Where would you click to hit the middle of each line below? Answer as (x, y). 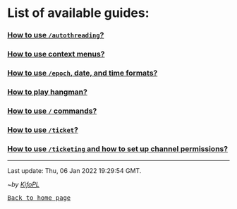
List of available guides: (78, 13)
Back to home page (39, 198)
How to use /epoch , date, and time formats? (83, 73)
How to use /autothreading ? (56, 35)
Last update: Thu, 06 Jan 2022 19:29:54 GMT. (74, 171)
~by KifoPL (24, 184)
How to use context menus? (56, 54)
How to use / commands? (52, 111)
